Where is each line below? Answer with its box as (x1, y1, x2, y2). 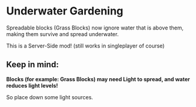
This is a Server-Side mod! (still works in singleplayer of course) (6, 42, 165, 49)
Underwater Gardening (6, 4, 124, 18)
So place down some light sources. (6, 93, 93, 100)
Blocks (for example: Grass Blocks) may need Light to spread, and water (6, 75, 191, 82)
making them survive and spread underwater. (6, 30, 119, 37)
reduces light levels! (6, 82, 58, 89)
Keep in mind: (6, 60, 59, 70)
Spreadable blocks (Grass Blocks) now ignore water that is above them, (6, 24, 184, 31)
